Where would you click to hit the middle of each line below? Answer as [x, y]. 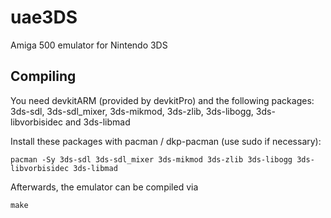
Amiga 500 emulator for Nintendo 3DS [89, 45]
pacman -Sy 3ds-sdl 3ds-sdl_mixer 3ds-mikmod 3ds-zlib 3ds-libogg [151, 159]
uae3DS [44, 17]
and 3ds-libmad [97, 122]
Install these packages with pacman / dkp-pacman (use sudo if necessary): [166, 141]
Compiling [43, 76]
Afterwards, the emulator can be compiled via [104, 187]
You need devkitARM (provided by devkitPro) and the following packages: [162, 100]
